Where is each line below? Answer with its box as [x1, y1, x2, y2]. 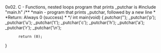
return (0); [18, 34, 43, 39]
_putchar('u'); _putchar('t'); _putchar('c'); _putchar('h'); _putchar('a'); [5, 19, 145, 25]
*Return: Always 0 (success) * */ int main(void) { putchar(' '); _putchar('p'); [5, 15, 156, 20]
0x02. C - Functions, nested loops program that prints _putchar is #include [5, 4, 156, 10]
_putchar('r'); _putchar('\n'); [5, 25, 62, 31]
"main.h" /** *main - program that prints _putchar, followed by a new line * [5, 9, 156, 15]
